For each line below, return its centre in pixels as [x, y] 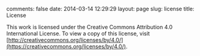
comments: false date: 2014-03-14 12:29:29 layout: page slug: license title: [100, 9]
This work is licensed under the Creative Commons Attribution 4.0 [90, 27]
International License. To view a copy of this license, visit [78, 33]
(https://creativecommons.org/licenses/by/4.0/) [66, 46]
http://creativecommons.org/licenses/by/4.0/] [66, 40]
